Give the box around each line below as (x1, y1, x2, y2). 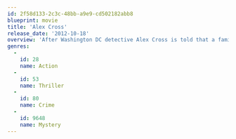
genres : (7, 43, 30, 50)
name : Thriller (20, 82, 65, 89)
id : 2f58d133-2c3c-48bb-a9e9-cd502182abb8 (7, 10, 133, 18)
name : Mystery (20, 121, 61, 128)
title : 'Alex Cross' (7, 23, 68, 30)
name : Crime (20, 102, 55, 109)
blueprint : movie (7, 17, 58, 24)
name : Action (20, 62, 58, 69)
